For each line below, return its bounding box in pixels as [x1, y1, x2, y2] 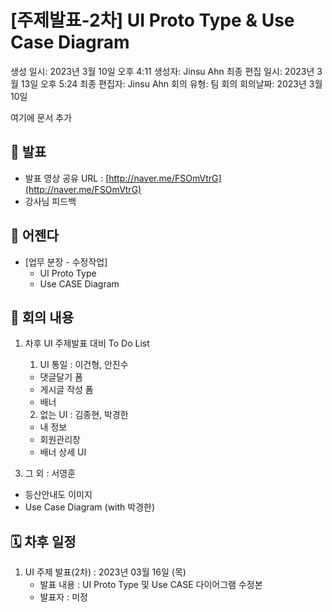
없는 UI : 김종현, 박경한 [39, 409, 129, 421]
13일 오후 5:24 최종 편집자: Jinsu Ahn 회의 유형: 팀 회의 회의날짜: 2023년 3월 [20, 77, 323, 90]
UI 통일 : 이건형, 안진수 [39, 359, 129, 371]
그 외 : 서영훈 [24, 467, 77, 480]
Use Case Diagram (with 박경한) [24, 501, 156, 513]
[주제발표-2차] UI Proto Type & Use [10, 9, 295, 32]
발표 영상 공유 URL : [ [24, 172, 110, 184]
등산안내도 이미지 [24, 489, 93, 501]
